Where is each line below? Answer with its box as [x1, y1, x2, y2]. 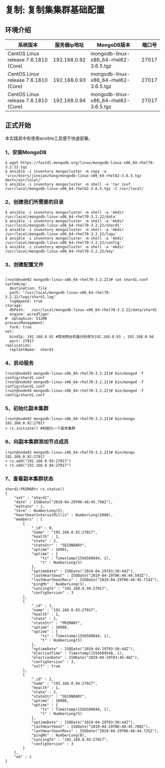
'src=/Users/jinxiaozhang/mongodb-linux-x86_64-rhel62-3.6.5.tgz [5, 173, 141, 178]
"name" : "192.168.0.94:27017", [31, 681, 98, 686]
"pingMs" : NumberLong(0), [31, 732, 87, 738]
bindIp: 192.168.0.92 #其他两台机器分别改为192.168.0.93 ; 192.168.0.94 [9, 334, 154, 339]
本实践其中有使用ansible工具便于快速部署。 [5, 135, 93, 141]
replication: [5, 343, 32, 348]
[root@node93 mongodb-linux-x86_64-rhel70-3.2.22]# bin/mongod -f [5, 380, 144, 384]
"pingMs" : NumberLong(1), [31, 581, 87, 586]
